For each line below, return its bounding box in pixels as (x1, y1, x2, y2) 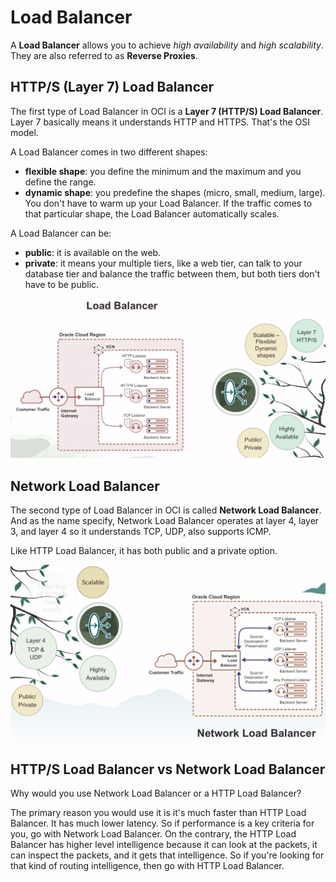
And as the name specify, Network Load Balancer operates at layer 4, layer (10, 515, 320, 526)
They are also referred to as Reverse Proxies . (10, 49, 198, 61)
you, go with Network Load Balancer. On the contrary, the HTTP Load (10, 828, 297, 840)
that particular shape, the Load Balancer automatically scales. (24, 207, 280, 220)
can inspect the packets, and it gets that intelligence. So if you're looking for (10, 849, 325, 861)
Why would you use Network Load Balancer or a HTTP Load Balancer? (10, 787, 302, 800)
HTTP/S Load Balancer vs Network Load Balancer (10, 761, 326, 778)
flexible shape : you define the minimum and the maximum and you (24, 165, 302, 177)
